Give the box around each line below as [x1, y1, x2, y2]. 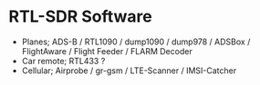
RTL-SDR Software [8, 6, 152, 27]
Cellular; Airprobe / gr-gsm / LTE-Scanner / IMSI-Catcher [21, 65, 237, 76]
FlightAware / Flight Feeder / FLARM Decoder [21, 45, 192, 56]
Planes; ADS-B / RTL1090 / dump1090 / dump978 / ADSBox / [21, 36, 251, 47]
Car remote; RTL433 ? [21, 55, 106, 66]
